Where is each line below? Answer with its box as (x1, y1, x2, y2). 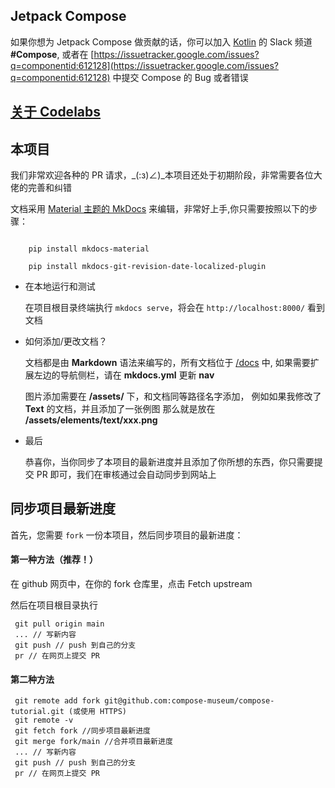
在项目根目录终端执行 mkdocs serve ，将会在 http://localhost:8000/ (24, 302, 306, 314)
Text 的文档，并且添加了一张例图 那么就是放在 (24, 403, 216, 415)
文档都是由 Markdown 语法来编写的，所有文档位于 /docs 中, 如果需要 (24, 357, 311, 369)
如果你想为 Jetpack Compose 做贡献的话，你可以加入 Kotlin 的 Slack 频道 (10, 35, 313, 48)
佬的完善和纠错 (10, 182, 72, 194)
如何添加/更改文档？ (24, 335, 108, 348)
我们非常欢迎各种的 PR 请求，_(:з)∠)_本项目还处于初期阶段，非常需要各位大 (10, 169, 323, 181)
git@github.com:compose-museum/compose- (104, 696, 275, 706)
